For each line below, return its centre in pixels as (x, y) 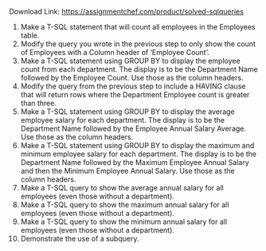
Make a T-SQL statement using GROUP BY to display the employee (131, 61)
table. (30, 35)
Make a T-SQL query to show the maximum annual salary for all (125, 205)
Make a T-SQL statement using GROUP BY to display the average (127, 112)
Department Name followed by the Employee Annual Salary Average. (133, 128)
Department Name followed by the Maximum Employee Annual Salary (135, 162)
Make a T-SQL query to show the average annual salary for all (122, 188)
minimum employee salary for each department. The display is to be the (139, 154)
